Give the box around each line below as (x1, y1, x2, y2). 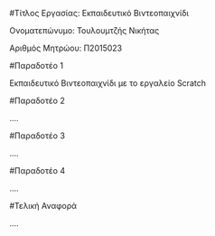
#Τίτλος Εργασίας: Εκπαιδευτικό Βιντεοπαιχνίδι (9, 8, 190, 18)
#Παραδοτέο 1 (9, 61, 64, 71)
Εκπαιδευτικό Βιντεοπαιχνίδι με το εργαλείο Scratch (9, 78, 206, 89)
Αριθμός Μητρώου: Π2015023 (9, 42, 123, 53)
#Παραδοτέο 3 (9, 130, 66, 141)
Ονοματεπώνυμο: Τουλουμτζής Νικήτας (9, 25, 160, 35)
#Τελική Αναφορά (9, 201, 78, 211)
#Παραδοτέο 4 (9, 165, 66, 175)
